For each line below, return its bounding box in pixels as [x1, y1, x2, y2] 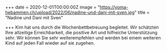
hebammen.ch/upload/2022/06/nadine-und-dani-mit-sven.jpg [5, 9, 135, 15]
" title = [134, 9, 150, 15]
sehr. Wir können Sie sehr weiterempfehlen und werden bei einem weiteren [5, 35, 161, 41]
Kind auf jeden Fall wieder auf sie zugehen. [5, 40, 95, 46]
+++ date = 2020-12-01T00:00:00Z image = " [5, 4, 100, 10]
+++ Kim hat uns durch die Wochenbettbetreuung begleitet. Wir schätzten [5, 24, 159, 30]
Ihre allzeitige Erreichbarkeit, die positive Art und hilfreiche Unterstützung [5, 30, 157, 35]
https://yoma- [100, 4, 128, 10]
